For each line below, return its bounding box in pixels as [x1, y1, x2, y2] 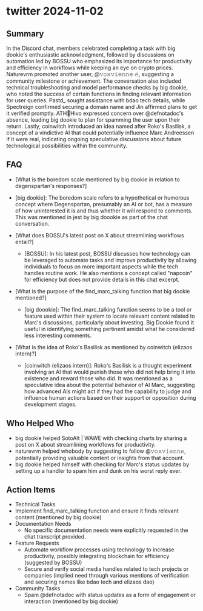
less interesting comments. [24, 332, 92, 339]
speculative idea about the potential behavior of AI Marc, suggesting [24, 381, 195, 388]
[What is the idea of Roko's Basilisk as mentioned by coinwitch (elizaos [15, 343, 193, 351]
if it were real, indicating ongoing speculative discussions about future [6, 136, 182, 142]
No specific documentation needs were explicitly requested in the [24, 526, 188, 534]
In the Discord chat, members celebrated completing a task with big [6, 44, 176, 52]
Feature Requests [15, 540, 59, 547]
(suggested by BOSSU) [24, 559, 82, 567]
